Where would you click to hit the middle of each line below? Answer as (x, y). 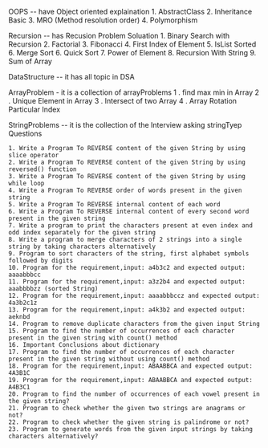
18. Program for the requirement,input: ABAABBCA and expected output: (130, 366)
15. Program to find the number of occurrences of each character (122, 331)
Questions (25, 133)
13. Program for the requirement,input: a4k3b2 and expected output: (127, 310)
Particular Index (35, 109)
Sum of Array (30, 61)
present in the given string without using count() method (109, 359)
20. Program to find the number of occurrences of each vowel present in (134, 394)
